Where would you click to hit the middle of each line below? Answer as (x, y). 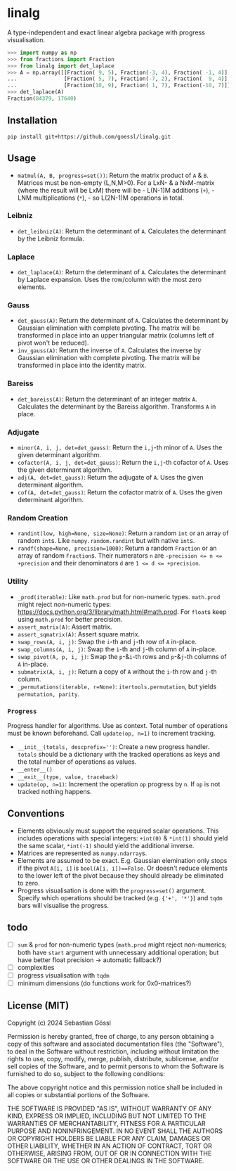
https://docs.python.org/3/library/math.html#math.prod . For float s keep (122, 612)
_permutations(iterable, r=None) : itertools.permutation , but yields (117, 686)
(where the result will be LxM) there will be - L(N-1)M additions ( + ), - (116, 190)
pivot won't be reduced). (53, 343)
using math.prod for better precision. (70, 619)
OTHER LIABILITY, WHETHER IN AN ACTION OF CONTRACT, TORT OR (110, 1146)
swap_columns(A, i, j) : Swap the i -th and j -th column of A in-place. (117, 649)
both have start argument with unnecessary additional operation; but (118, 952)
